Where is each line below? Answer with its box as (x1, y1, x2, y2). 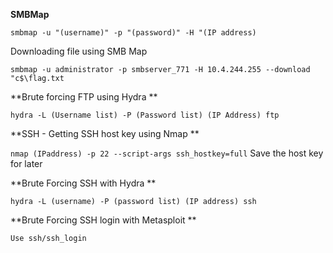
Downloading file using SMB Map (10, 45, 148, 57)
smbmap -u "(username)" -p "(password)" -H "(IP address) (10, 28, 257, 38)
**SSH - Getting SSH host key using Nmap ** (10, 128, 200, 139)
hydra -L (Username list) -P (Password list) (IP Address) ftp (10, 110, 280, 120)
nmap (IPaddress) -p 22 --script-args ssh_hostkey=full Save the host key (10, 147, 324, 159)
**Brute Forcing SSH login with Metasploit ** (10, 214, 197, 226)
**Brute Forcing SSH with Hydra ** (10, 177, 157, 189)
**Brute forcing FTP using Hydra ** (10, 91, 158, 103)
